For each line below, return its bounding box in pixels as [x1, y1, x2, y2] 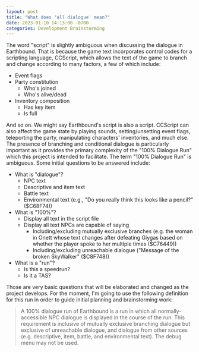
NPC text [23, 177, 46, 184]
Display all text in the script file [23, 215, 99, 222]
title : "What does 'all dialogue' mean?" [6, 14, 110, 20]
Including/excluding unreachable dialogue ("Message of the [32, 247, 179, 254]
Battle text [23, 190, 49, 197]
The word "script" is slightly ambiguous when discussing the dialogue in [6, 42, 183, 49]
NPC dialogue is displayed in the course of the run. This [48, 314, 185, 321]
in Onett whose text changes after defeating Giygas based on [32, 234, 183, 241]
